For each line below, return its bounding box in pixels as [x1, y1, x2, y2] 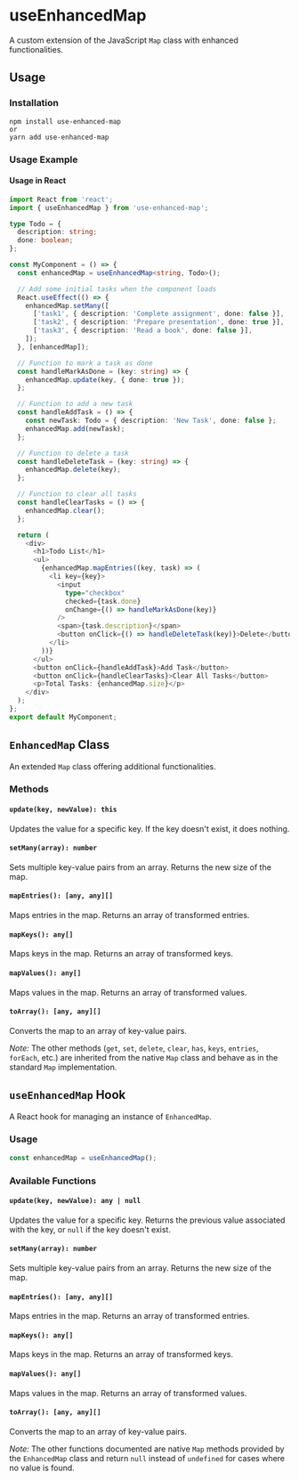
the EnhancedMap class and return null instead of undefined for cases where [9, 1452, 286, 1463]
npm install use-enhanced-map [9, 117, 122, 126]
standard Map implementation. [9, 1061, 117, 1072]
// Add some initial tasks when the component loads [17, 284, 217, 294]
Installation [9, 97, 60, 110]
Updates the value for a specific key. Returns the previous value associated [9, 1215, 286, 1225]
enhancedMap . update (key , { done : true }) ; [25, 375, 185, 384]
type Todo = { [9, 219, 62, 228]
